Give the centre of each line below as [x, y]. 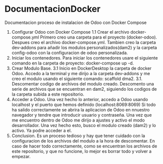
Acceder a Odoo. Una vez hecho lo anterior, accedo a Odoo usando [80, 99]
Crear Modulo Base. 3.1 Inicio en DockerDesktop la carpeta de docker [81, 68]
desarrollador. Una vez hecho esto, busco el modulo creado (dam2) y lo [84, 125]
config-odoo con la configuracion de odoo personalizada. [70, 53]
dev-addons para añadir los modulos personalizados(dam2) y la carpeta [84, 47]
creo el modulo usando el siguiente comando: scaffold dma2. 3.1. [77, 79]
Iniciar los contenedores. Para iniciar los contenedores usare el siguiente [85, 58]
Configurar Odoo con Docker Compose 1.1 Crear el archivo [71, 32]
